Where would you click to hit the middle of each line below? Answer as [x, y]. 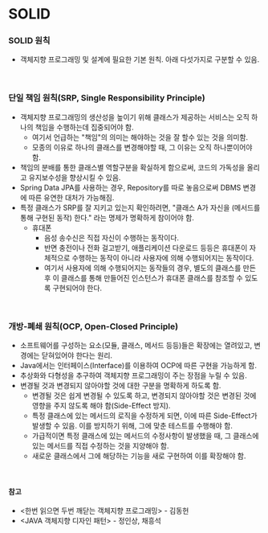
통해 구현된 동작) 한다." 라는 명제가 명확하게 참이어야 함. [107, 217]
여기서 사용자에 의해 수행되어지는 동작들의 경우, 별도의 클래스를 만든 [150, 268]
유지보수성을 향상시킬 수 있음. [75, 177]
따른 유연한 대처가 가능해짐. [71, 197]
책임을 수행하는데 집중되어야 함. [84, 127]
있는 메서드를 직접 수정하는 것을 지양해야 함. [100, 446]
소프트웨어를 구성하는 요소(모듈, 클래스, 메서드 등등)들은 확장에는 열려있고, [136, 346]
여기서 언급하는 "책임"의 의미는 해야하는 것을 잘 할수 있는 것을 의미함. [140, 137]
